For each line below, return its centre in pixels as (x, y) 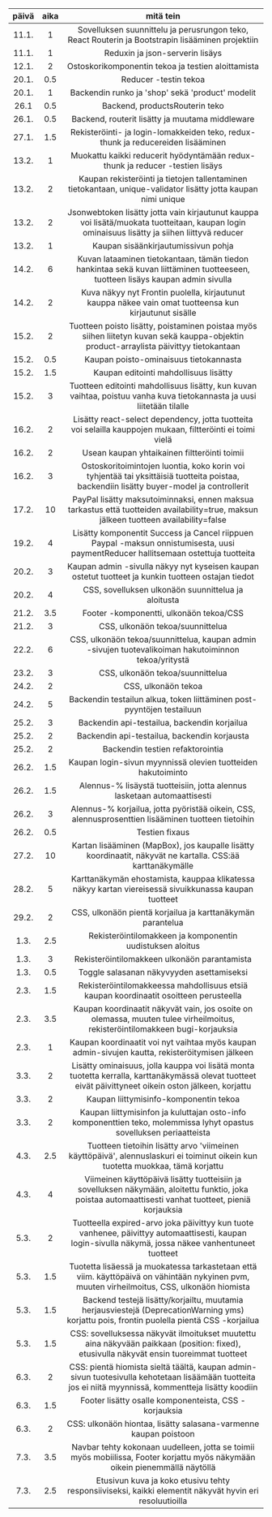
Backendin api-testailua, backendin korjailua (163, 723)
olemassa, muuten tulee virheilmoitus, (163, 1019)
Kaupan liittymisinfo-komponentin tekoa (163, 1099)
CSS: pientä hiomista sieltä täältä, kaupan (148, 1367)
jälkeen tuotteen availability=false (163, 520)
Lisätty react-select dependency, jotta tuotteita (163, 419)
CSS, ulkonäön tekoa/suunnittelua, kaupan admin (163, 639)
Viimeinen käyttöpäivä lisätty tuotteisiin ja (163, 1179)
